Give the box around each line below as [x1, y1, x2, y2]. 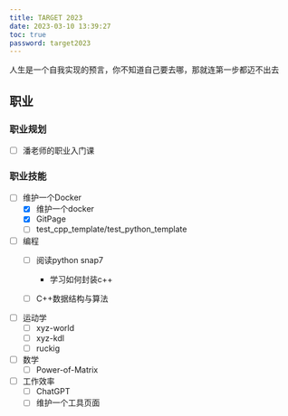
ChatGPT [35, 386, 71, 397]
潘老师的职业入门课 [22, 145, 95, 156]
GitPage [35, 213, 66, 224]
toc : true [9, 30, 47, 39]
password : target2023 [9, 38, 91, 48]
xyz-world [35, 322, 75, 333]
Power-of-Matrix [35, 364, 99, 375]
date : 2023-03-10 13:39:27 [9, 22, 111, 31]
